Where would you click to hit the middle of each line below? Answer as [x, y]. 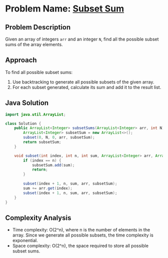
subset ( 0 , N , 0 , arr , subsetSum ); [59, 137]
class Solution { [23, 123]
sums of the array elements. [34, 44]
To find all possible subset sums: [39, 72]
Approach [21, 60]
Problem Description [38, 27]
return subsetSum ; [42, 142]
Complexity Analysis [38, 218]
